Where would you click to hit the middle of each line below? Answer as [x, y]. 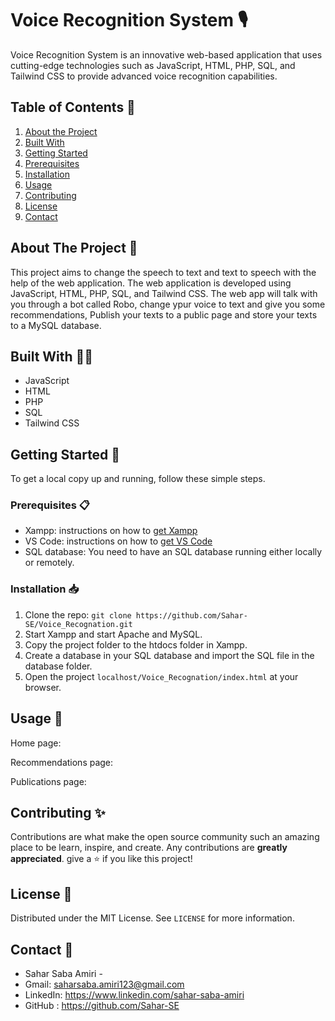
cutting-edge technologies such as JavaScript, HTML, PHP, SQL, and [153, 65]
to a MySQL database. [56, 325]
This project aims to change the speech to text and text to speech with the [163, 272]
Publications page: [48, 781]
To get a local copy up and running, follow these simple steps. [138, 479]
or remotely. [49, 563]
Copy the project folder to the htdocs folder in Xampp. [136, 644]
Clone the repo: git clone [78, 614]
